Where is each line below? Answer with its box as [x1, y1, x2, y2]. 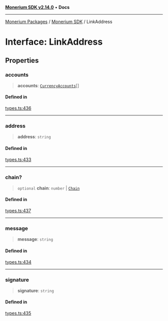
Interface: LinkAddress [5, 36, 103, 48]
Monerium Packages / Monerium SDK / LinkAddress [5, 19, 112, 25]
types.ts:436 [5, 105, 31, 111]
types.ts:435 [5, 310, 31, 316]
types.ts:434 [5, 259, 31, 265]
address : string [17, 134, 51, 140]
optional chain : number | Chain [17, 185, 80, 191]
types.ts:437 [5, 208, 31, 214]
